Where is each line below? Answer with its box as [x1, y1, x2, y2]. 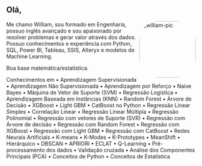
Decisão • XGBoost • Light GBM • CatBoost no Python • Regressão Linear [6, 102, 191, 109]
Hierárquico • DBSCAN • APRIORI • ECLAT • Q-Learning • [6, 140, 151, 147]
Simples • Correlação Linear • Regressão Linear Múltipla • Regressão [6, 108, 179, 115]
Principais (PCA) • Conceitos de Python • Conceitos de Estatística [6, 153, 170, 160]
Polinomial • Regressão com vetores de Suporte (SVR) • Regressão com [6, 114, 185, 121]
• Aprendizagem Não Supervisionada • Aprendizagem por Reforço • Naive [6, 82, 192, 90]
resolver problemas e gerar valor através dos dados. [6, 33, 136, 41]
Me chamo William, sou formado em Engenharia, [6, 20, 127, 28]
